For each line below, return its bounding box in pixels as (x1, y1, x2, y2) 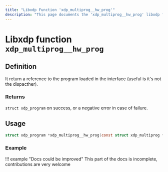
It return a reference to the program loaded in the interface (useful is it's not (5, 76, 161, 82)
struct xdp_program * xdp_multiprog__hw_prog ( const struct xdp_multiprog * (5, 132, 164, 138)
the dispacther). (5, 81, 38, 87)
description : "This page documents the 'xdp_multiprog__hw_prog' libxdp (5, 12, 160, 17)
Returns (5, 93, 25, 100)
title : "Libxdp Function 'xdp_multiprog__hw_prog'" (5, 7, 115, 13)
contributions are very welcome (5, 161, 71, 167)
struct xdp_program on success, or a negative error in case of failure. (5, 105, 148, 111)
